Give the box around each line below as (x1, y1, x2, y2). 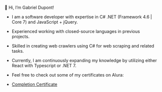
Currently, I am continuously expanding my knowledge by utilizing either (11, 58, 157, 63)
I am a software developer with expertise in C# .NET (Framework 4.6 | (11, 14, 152, 19)
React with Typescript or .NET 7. (11, 63, 77, 68)
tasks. (11, 48, 24, 54)
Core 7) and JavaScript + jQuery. (11, 19, 78, 25)
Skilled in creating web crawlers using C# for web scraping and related (11, 43, 155, 48)
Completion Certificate (11, 81, 58, 87)
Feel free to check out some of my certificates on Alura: (11, 72, 124, 77)
